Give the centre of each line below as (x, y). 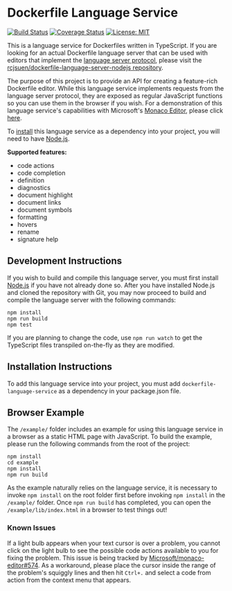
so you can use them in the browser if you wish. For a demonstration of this (115, 103)
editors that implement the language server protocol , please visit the (105, 60)
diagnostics (34, 187)
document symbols (45, 209)
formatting (32, 217)
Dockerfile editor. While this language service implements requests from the (116, 88)
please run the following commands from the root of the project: (99, 444)
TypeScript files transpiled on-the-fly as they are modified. (91, 345)
